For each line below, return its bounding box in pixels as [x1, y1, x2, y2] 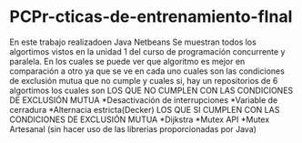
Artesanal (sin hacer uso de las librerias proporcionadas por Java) [9, 123, 257, 134]
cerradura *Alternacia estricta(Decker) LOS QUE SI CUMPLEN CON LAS [9, 104, 280, 115]
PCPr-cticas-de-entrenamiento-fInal [9, 6, 293, 27]
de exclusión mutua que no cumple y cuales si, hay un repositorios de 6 [9, 75, 278, 86]
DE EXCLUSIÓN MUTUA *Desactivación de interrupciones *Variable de [9, 94, 278, 106]
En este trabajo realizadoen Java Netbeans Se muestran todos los [9, 36, 257, 47]
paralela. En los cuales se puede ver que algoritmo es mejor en [9, 56, 246, 66]
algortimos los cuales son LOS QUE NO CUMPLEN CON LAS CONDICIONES [9, 85, 294, 96]
